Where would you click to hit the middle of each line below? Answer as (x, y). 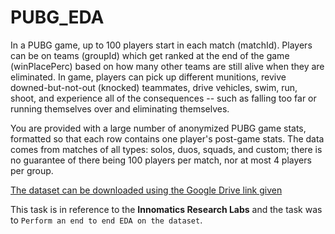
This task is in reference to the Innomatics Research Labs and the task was (166, 209)
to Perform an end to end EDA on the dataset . (106, 220)
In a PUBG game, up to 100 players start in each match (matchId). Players (161, 45)
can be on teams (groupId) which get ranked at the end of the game (150, 55)
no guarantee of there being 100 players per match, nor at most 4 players (161, 160)
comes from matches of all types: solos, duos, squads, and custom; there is (166, 149)
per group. (32, 170)
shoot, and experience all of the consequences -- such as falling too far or (163, 98)
